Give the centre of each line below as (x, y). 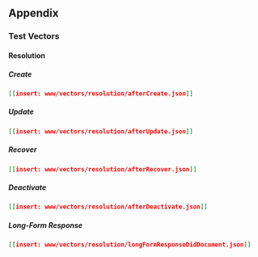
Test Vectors (34, 36)
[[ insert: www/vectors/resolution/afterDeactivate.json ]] (108, 207)
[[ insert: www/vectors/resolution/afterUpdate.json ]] (101, 131)
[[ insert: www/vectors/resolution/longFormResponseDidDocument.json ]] (130, 245)
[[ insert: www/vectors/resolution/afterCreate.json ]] (101, 93)
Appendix (34, 13)
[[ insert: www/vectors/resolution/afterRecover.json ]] (103, 169)
